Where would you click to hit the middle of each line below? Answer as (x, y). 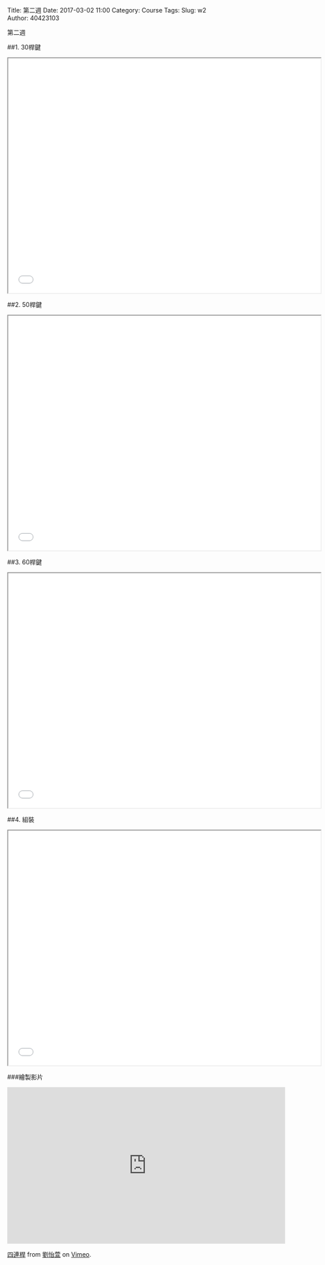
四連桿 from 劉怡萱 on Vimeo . (49, 1254)
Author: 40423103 (33, 18)
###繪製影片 (25, 1077)
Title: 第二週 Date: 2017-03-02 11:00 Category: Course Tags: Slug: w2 (107, 10)
